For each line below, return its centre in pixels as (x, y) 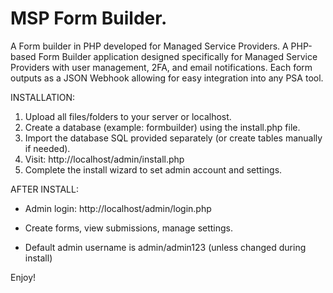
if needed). (47, 148)
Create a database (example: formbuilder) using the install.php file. (162, 127)
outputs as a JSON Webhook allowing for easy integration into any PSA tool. (167, 78)
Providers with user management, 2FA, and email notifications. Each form (161, 67)
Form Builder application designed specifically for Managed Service (178, 56)
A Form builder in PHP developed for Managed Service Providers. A (149, 46)
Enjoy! (23, 277)
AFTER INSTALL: (44, 189)
